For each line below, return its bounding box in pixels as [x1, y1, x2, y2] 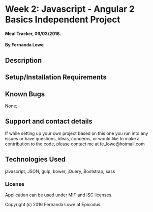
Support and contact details [5, 117, 92, 126]
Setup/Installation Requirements [5, 73, 107, 82]
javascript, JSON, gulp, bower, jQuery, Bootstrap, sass [5, 168, 115, 174]
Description [5, 56, 42, 65]
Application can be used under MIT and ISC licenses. [5, 192, 113, 198]
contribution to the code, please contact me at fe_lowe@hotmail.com [5, 141, 145, 147]
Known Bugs [5, 90, 45, 98]
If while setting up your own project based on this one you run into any [5, 130, 149, 136]
